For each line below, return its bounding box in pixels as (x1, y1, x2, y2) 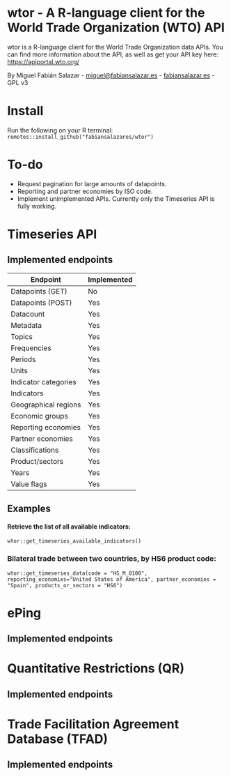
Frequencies (10, 343, 51, 353)
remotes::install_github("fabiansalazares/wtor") (7, 133, 154, 140)
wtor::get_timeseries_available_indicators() (7, 538, 141, 545)
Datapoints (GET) (10, 286, 67, 296)
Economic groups (10, 411, 68, 421)
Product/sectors (10, 456, 64, 466)
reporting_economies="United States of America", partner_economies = (7, 575, 216, 583)
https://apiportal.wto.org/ (7, 57, 80, 66)
